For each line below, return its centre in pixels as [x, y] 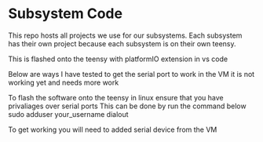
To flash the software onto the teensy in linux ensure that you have [116, 97]
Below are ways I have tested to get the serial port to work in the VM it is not [131, 74]
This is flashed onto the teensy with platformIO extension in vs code [118, 59]
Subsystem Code [66, 14]
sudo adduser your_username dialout [68, 114]
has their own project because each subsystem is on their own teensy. [122, 43]
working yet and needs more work [64, 82]
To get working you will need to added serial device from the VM [113, 129]
